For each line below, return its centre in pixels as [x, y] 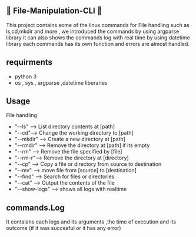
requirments [29, 62]
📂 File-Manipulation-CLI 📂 [54, 11]
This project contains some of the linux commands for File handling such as [98, 25]
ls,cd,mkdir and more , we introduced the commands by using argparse [93, 31]
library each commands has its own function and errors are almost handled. [98, 44]
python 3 [26, 76]
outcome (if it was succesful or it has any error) [64, 228]
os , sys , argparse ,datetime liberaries [61, 82]
